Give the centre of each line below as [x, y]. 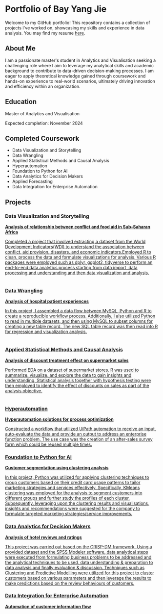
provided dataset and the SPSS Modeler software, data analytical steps [77, 552]
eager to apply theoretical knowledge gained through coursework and [75, 76]
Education [21, 102]
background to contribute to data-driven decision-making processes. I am [80, 71]
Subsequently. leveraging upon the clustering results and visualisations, [77, 503]
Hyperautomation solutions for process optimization [59, 419]
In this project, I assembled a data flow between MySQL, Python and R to [79, 311]
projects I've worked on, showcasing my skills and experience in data [75, 27]
